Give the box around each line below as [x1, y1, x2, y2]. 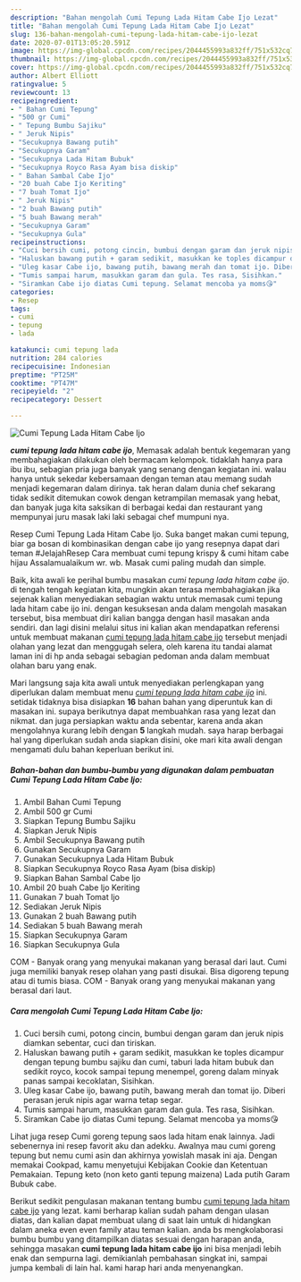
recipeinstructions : [10, 238, 88, 247]
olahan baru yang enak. [10, 660, 97, 671]
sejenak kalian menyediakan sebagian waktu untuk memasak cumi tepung [10, 594, 283, 604]
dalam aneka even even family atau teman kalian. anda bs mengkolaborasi [10, 1224, 284, 1235]
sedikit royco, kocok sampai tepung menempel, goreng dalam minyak [22, 1066, 280, 1076]
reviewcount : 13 [10, 88, 71, 97]
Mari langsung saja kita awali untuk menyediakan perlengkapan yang [10, 677, 264, 688]
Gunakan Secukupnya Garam [22, 844, 131, 854]
